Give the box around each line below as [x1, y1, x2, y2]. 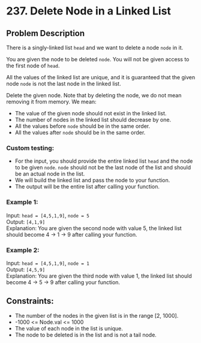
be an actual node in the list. [14, 170, 85, 178]
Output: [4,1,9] [6, 218, 46, 225]
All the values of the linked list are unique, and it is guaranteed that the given [6, 74, 196, 80]
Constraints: [6, 296, 54, 306]
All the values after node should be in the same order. [14, 129, 146, 136]
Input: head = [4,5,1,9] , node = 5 [6, 211, 90, 219]
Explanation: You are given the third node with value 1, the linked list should [6, 272, 192, 279]
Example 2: [6, 246, 40, 254]
